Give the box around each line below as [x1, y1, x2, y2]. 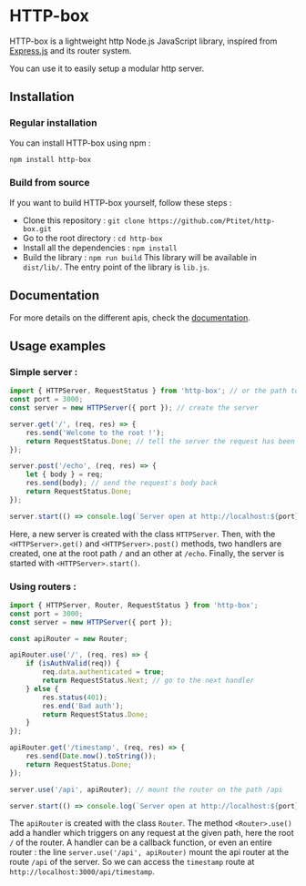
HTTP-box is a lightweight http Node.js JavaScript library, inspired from [9, 36, 278, 46]
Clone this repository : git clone [22, 215, 146, 226]
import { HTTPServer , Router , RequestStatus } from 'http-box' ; [9, 600, 259, 610]
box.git [22, 224, 52, 233]
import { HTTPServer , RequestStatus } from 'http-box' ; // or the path [9, 386, 287, 396]
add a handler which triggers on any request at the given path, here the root [9, 828, 294, 839]
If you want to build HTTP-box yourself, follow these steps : [9, 197, 232, 208]
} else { [25, 684, 59, 693]
